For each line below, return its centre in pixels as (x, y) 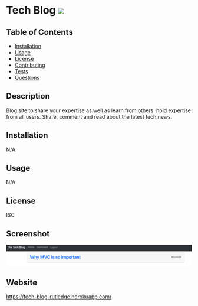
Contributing (30, 65)
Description (28, 96)
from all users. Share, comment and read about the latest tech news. (89, 116)
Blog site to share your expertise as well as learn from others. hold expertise (99, 110)
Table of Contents (40, 32)
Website (22, 282)
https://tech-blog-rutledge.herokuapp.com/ (59, 297)
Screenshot (28, 234)
